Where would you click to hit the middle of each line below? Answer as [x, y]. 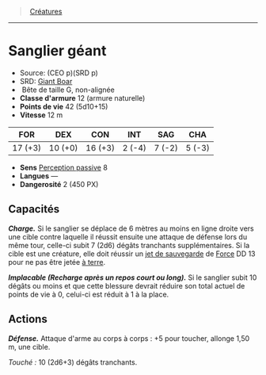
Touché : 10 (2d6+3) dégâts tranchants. [73, 362]
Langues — [39, 176]
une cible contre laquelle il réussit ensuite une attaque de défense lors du [128, 236]
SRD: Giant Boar [46, 81]
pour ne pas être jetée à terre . [57, 262]
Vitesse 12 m [41, 115]
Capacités [34, 209]
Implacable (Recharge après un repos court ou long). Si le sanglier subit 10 [133, 277]
